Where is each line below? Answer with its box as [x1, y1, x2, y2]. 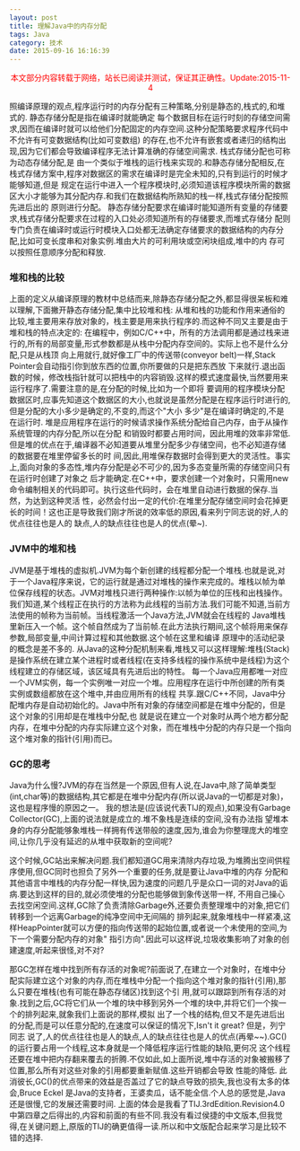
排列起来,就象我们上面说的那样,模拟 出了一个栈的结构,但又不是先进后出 [24, 1009, 286, 1020]
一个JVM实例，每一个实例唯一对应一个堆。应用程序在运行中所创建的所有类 [9, 677, 286, 688]
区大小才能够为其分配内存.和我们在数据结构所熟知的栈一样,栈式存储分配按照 [9, 190, 289, 202]
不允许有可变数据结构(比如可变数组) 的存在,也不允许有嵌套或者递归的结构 [9, 135, 279, 145]
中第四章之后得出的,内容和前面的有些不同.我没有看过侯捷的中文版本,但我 [9, 1110, 276, 1120]
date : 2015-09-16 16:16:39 [9, 47, 110, 56]
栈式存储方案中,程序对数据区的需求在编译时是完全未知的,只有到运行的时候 [9, 168, 281, 180]
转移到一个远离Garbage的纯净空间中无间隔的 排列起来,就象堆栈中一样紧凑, [9, 911, 284, 922]
